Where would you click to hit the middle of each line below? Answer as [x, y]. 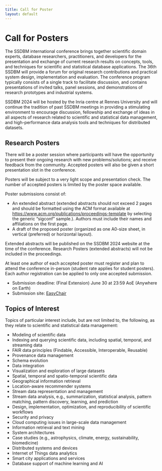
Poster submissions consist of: [36, 194]
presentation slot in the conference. [41, 170]
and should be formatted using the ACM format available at [71, 208]
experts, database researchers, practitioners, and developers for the [73, 57]
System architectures [33, 433]
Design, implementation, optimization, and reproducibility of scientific [81, 407]
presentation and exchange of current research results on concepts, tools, [79, 62]
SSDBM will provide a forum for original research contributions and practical [81, 72]
